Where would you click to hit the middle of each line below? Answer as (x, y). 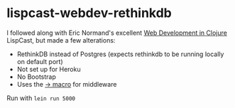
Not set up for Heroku (49, 69)
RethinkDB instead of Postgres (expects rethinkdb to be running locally (120, 54)
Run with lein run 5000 (41, 98)
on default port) (40, 61)
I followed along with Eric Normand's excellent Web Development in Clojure (117, 33)
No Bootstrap (36, 77)
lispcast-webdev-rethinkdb (89, 13)
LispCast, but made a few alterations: (61, 40)
